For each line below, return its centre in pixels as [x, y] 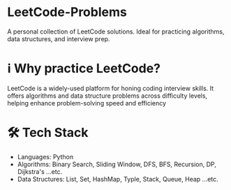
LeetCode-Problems [67, 12]
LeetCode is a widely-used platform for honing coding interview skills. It [111, 88]
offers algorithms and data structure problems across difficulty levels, [107, 96]
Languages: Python [45, 156]
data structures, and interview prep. [59, 38]
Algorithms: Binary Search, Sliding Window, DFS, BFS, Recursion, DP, [117, 164]
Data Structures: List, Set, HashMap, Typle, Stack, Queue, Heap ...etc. [118, 179]
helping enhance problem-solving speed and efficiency [87, 103]
